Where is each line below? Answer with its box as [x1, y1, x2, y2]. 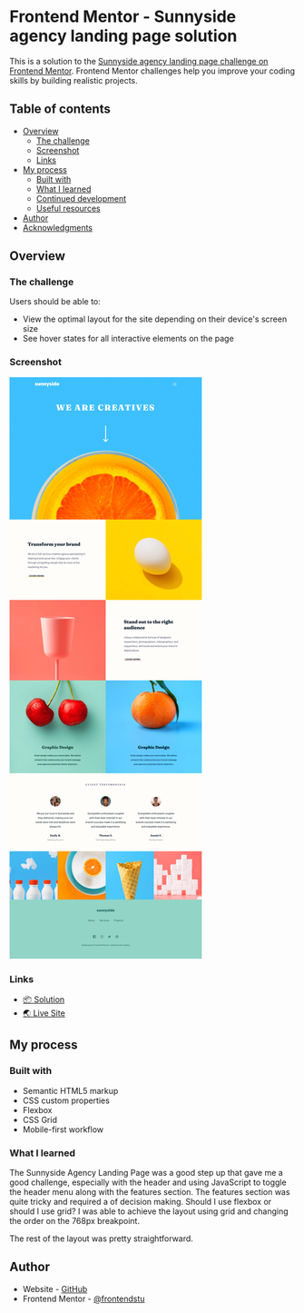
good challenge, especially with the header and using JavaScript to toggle [9, 1177, 288, 1188]
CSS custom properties [22, 1095, 111, 1106]
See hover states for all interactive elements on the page [22, 333, 234, 344]
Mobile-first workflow [22, 1124, 104, 1135]
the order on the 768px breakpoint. [9, 1216, 141, 1227]
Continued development [35, 193, 127, 204]
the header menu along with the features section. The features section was [9, 1187, 290, 1198]
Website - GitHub [22, 1283, 88, 1294]
